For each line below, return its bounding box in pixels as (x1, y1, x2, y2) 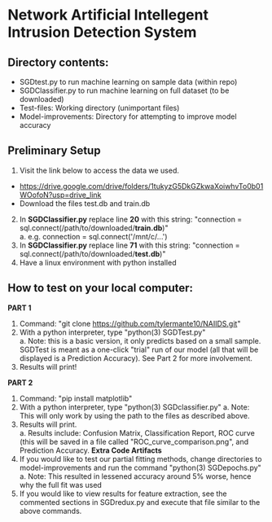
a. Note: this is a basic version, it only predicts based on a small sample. (19, 336, 261, 345)
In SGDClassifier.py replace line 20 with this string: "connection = (19, 214, 243, 224)
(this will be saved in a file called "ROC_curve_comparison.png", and (19, 436, 249, 446)
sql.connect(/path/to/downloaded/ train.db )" (19, 222, 169, 233)
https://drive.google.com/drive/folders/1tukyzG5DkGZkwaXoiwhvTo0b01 (19, 181, 264, 191)
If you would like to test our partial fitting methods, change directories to (19, 454, 262, 463)
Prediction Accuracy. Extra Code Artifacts (19, 445, 162, 455)
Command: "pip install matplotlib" (19, 393, 133, 403)
